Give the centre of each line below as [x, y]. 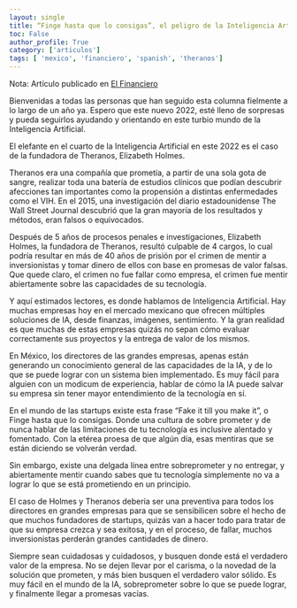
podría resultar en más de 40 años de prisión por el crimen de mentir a [138, 256]
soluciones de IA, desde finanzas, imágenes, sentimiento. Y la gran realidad [147, 320]
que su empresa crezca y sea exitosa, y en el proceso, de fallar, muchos [141, 529]
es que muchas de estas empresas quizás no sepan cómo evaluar [129, 329]
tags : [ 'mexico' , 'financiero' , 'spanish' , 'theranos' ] [116, 58]
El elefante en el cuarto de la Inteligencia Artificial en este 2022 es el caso [144, 146]
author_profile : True [49, 42]
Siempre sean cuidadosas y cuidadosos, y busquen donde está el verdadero [148, 556]
